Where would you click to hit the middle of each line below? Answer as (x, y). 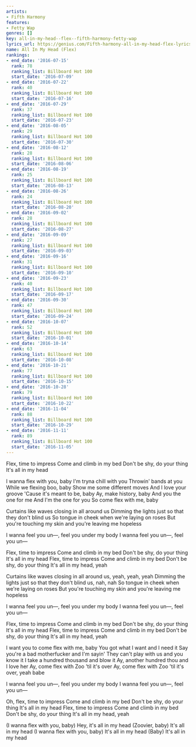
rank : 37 (22, 109)
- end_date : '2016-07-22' (37, 83)
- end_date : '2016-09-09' (37, 235)
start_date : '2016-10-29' (43, 425)
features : (18, 22)
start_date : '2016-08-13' (43, 186)
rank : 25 (22, 175)
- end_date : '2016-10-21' (37, 365)
